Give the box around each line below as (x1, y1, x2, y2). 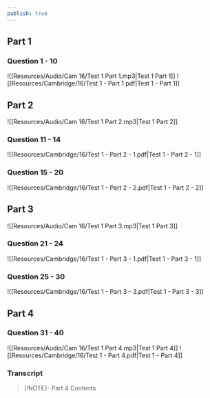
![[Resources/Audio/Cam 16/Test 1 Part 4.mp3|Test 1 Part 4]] (7, 344, 178, 352)
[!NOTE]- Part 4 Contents (23, 384, 96, 392)
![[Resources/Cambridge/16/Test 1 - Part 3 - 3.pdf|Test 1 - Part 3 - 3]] (7, 288, 204, 296)
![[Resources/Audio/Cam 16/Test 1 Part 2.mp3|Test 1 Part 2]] (7, 118, 178, 126)
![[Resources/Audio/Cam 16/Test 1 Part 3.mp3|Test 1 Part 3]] (7, 221, 178, 230)
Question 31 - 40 (7, 328, 64, 338)
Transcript (7, 368, 43, 378)
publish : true (7, 10, 48, 17)
